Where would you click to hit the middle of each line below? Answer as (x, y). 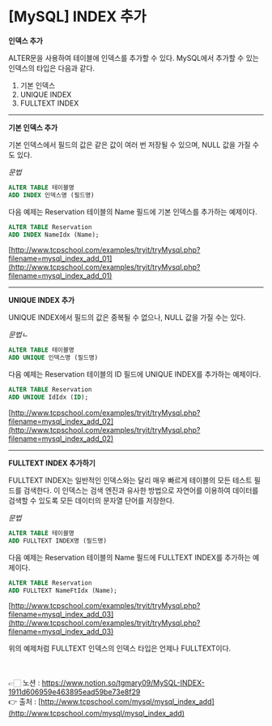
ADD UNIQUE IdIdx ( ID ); (49, 398)
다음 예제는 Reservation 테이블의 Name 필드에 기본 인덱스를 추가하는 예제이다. (133, 211)
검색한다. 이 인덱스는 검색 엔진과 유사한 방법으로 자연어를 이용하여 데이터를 (141, 490)
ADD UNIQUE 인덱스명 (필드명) (53, 358)
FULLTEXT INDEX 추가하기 (52, 463)
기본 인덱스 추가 (33, 127)
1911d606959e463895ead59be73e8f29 (74, 692)
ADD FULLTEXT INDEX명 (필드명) (58, 541)
